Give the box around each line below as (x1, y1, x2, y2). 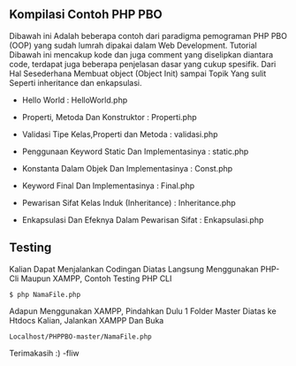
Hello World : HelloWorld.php (21, 95, 128, 105)
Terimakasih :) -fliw (9, 347, 80, 358)
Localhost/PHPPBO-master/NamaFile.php (9, 332, 152, 341)
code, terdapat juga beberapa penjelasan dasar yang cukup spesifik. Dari (9, 58, 277, 69)
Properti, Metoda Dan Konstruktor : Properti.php (21, 111, 197, 122)
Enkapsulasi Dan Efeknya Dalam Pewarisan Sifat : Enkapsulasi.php (21, 214, 264, 225)
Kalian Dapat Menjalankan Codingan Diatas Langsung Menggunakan (9, 263, 259, 274)
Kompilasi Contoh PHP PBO (9, 7, 163, 22)
